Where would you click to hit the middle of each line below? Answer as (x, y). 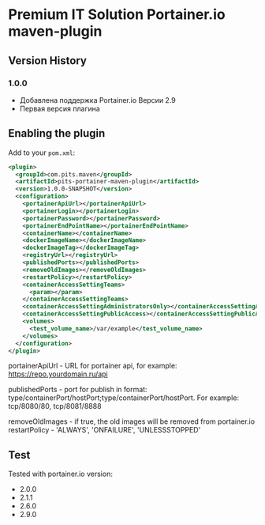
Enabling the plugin (57, 133)
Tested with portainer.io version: (60, 474)
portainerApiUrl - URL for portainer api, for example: (93, 366)
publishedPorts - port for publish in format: (78, 390)
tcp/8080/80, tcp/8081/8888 (55, 406)
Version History (47, 60)
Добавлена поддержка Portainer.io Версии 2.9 (97, 100)
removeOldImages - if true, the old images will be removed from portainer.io (131, 421)
